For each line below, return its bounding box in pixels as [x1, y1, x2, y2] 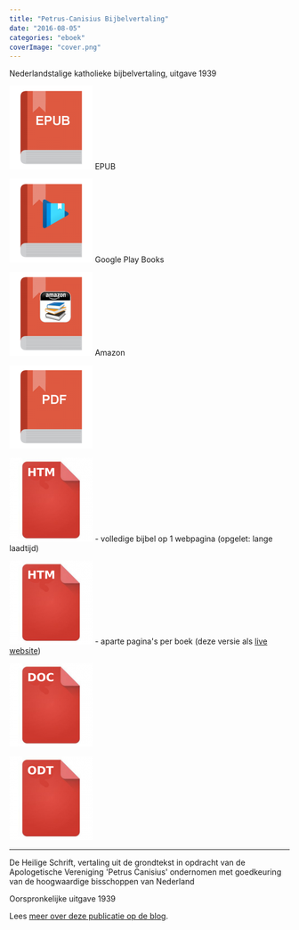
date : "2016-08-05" [9, 23, 82, 33]
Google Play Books [94, 254, 165, 265]
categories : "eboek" [9, 33, 86, 42]
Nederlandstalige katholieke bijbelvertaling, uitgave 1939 [9, 68, 217, 79]
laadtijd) [9, 543, 39, 554]
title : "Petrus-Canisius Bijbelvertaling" [9, 14, 169, 23]
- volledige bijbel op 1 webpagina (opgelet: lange [94, 533, 273, 544]
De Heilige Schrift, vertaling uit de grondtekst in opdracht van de [9, 857, 246, 868]
